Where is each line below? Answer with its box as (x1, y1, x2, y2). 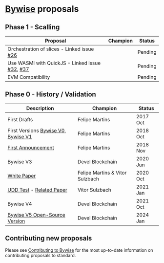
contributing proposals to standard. (5, 252, 76, 258)
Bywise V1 (7, 133, 32, 140)
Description (26, 105, 55, 111)
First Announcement (7, 144, 55, 151)
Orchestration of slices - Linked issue (7, 45, 94, 52)
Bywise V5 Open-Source (7, 211, 65, 218)
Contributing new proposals (5, 234, 92, 242)
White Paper (7, 172, 36, 179)
